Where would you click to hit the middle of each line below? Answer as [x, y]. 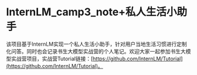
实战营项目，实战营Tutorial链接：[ [52, 59]
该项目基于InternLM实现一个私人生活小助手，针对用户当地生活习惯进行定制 [96, 44]
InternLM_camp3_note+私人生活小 [91, 12]
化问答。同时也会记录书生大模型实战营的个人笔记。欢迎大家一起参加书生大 [96, 51]
